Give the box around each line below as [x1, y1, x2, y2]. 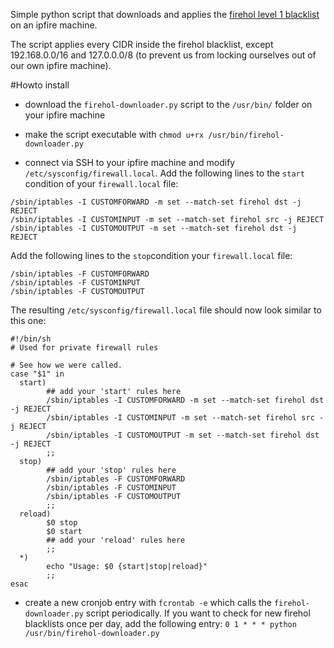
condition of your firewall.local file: [24, 178, 179, 189]
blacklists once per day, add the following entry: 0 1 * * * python [24, 618, 297, 629]
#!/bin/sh [10, 334, 52, 344]
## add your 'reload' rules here [46, 535, 186, 545]
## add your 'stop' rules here [46, 465, 177, 475]
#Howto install [10, 79, 70, 91]
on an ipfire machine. [10, 19, 98, 31]
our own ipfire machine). [10, 60, 112, 71]
